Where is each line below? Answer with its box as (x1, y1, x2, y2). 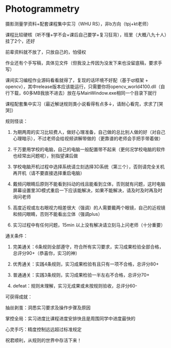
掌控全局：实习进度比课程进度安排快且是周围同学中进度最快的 (5, 315, 136, 321)
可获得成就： (5, 293, 32, 300)
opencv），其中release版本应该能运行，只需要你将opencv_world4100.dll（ (5, 83, 161, 90)
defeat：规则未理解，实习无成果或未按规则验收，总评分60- (12, 282, 137, 289)
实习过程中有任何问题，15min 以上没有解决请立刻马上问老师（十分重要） (12, 221, 165, 228)
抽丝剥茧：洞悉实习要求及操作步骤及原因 (5, 304, 91, 311)
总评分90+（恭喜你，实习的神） (12, 250, 80, 256)
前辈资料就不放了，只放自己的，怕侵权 (5, 49, 86, 55)
